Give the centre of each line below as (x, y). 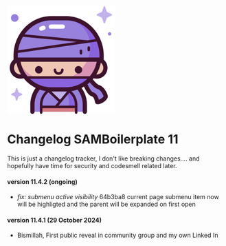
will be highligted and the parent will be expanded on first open (106, 204)
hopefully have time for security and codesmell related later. (92, 165)
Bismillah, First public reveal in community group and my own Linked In (117, 235)
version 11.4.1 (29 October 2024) (54, 220)
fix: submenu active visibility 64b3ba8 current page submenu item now (118, 197)
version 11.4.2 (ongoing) (42, 181)
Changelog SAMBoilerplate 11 (93, 140)
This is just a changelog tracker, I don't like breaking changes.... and (104, 158)
